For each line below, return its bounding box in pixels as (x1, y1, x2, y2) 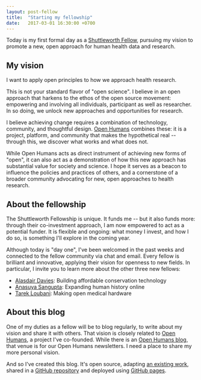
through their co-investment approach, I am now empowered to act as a (6, 222, 185, 229)
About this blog (6, 307, 65, 317)
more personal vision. (6, 349, 60, 356)
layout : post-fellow (6, 8, 58, 15)
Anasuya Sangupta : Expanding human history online (14, 284, 145, 290)
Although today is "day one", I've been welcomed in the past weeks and (6, 246, 185, 253)
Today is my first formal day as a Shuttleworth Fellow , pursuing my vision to (6, 37, 194, 44)
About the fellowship (6, 199, 86, 210)
